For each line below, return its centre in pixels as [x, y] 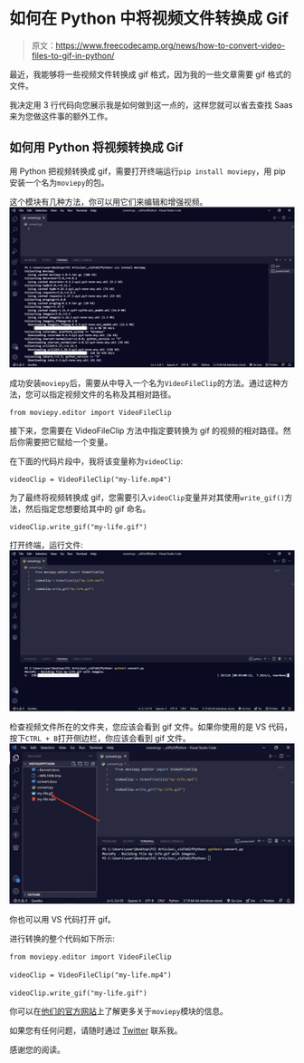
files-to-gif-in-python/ [73, 55]
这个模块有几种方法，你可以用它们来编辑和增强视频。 [109, 201]
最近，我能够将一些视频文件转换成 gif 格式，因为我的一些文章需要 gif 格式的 [151, 74]
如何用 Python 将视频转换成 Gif [96, 147]
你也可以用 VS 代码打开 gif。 [62, 920]
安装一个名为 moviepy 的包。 [60, 182]
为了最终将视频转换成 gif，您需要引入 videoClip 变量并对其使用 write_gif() [147, 498]
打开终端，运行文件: [47, 546]
